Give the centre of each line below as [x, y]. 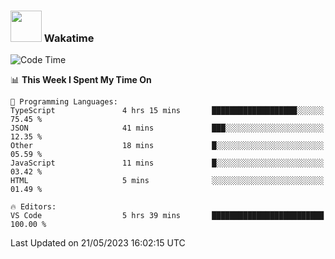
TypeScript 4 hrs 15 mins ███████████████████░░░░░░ [167, 111]
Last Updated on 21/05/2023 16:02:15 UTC [98, 243]
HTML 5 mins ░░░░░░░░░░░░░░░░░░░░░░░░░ [167, 181]
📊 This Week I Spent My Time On [81, 80]
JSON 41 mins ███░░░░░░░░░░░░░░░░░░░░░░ [167, 128]
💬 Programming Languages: [64, 102]
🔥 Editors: [33, 207]
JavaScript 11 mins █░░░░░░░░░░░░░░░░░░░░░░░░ [167, 163]
